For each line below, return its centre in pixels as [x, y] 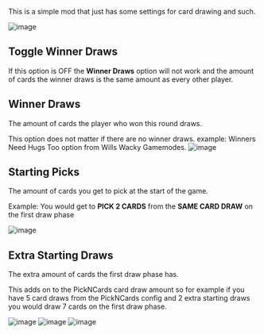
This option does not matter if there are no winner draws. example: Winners [132, 139]
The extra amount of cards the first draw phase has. [93, 274]
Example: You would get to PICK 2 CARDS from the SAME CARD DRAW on [130, 206]
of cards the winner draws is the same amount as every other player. [121, 79]
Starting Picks [44, 173]
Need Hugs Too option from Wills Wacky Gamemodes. [97, 147]
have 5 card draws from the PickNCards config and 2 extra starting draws [129, 298]
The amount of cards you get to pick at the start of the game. [108, 191]
